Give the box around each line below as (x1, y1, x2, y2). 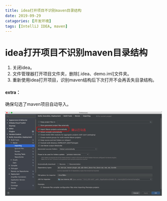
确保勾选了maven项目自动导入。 (5, 101, 71, 107)
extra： (5, 89, 21, 95)
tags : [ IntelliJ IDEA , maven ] (5, 24, 68, 29)
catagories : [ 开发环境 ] (5, 18, 51, 23)
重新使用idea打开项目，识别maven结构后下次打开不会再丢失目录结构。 (12, 77, 157, 83)
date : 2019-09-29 (5, 13, 41, 18)
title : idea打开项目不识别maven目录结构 (5, 8, 82, 13)
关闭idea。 (12, 65, 35, 70)
